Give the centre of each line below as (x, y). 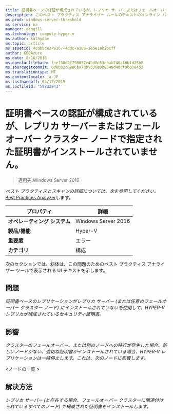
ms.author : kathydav (27, 39)
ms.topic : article (25, 44)
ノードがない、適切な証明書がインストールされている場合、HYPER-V (87, 352)
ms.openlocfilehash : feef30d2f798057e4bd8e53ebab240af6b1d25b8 (74, 63)
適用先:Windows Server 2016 (49, 180)
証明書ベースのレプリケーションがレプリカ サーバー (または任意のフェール (84, 302)
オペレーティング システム (39, 221)
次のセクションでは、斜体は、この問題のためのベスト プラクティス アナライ (85, 264)
